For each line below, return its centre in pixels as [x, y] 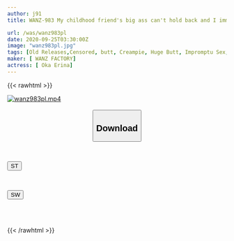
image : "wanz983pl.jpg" [42, 46]
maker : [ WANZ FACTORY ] [42, 59]
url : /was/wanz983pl [37, 33]
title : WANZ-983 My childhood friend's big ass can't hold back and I [112, 20]
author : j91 [24, 14]
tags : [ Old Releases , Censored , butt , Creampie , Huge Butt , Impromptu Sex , [118, 52]
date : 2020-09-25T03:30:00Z [48, 39]
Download [117, 128]
